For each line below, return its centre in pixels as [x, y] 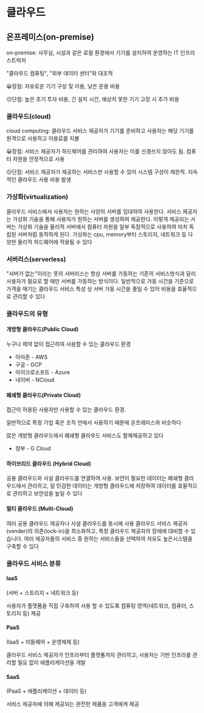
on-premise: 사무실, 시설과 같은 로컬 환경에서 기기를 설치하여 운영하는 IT [93, 53]
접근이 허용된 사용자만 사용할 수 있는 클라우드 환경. [66, 410]
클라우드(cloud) [29, 116]
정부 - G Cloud [33, 449]
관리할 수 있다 [29, 296]
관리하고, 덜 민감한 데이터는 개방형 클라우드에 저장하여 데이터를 [102, 486]
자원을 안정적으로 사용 [39, 159]
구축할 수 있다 [23, 546]
